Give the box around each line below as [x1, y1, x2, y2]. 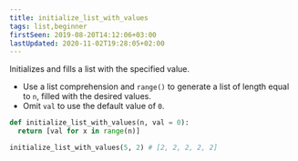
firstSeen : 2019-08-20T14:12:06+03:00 [9, 30, 157, 39]
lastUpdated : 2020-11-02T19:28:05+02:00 [9, 38, 166, 48]
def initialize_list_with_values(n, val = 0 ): [9, 118, 190, 127]
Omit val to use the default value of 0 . [22, 101, 165, 112]
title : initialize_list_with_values [9, 13, 149, 23]
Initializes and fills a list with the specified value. [9, 64, 190, 75]
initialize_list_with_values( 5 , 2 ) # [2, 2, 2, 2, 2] [9, 143, 219, 152]
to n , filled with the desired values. [22, 91, 152, 102]
